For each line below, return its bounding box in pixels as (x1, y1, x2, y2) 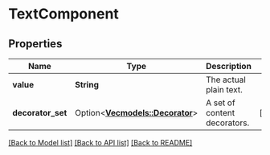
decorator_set (12, 108, 67, 118)
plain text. (206, 84, 243, 95)
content (206, 108, 235, 118)
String (75, 80, 99, 90)
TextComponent (8, 5, 119, 23)
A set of (206, 97, 235, 108)
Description (206, 61, 252, 71)
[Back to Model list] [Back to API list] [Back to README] (8, 138, 193, 147)
